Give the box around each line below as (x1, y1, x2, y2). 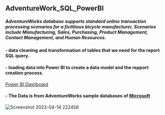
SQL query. (5, 53, 30, 59)
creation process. (5, 70, 44, 76)
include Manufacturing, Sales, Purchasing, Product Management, (5, 29, 149, 35)
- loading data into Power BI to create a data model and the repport (5, 64, 149, 70)
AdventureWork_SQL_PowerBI (5, 4, 104, 13)
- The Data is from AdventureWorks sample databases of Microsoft (5, 93, 150, 99)
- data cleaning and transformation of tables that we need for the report (5, 47, 160, 53)
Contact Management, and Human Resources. (5, 34, 106, 40)
